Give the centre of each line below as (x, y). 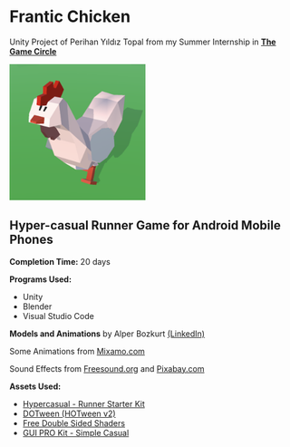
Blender (37, 306)
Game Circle (33, 51)
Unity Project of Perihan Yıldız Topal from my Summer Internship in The (143, 42)
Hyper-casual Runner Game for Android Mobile (145, 225)
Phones (31, 240)
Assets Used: (35, 386)
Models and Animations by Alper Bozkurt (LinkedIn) (107, 334)
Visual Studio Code (58, 316)
